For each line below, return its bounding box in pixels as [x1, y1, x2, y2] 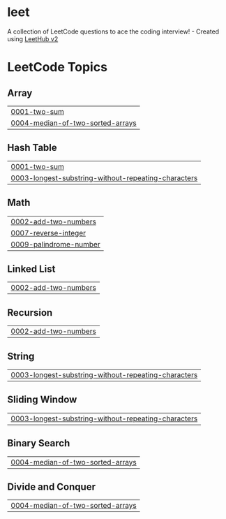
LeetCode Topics [7, 59, 108, 75]
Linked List [7, 263, 56, 275]
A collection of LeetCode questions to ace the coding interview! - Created [7, 27, 220, 36]
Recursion [7, 307, 53, 319]
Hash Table [7, 142, 57, 154]
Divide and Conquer [7, 481, 96, 493]
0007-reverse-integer [10, 228, 86, 237]
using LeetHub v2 [7, 34, 59, 43]
